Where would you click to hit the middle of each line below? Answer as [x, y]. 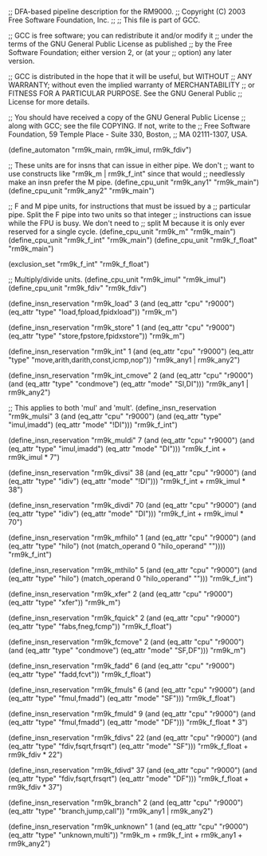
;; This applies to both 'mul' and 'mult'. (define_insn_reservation [112, 408]
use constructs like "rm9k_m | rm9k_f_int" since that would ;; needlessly [127, 174]
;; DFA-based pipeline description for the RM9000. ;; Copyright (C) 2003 [127, 12]
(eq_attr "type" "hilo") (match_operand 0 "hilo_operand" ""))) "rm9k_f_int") [131, 579]
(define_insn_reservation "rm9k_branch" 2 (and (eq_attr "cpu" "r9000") [126, 802]
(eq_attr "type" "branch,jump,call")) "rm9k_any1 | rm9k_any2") [111, 811]
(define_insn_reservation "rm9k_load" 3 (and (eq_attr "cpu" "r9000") [122, 303]
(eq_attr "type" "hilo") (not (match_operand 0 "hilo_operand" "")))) [117, 546]
